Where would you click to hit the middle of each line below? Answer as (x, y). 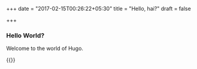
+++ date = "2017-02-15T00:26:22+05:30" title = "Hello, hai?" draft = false (99, 9)
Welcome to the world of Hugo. (45, 48)
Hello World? (25, 35)
